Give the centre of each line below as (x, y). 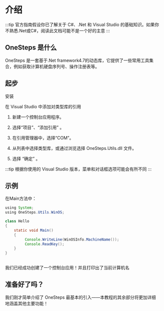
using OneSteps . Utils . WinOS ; (35, 213)
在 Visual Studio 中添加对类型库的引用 (43, 106)
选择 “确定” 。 (26, 158)
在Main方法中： (21, 198)
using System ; (20, 208)
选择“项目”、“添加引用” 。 (38, 127)
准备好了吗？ (24, 285)
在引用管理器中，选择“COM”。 (43, 138)
